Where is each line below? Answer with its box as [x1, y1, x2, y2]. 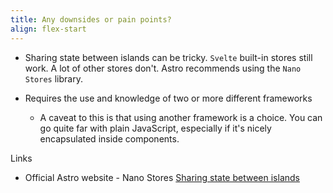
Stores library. [24, 72, 83, 85]
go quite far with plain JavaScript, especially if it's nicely [39, 122, 272, 134]
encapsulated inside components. [39, 132, 180, 145]
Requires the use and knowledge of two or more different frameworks [24, 92, 313, 104]
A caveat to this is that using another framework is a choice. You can [39, 111, 323, 123]
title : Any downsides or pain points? [10, 14, 172, 25]
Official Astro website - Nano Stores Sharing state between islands [24, 171, 300, 183]
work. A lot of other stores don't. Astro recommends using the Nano [24, 62, 302, 74]
